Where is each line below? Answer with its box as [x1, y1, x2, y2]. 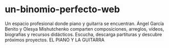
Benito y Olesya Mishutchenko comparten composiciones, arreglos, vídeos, [5, 26, 164, 32]
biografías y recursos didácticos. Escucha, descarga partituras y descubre [5, 31, 162, 37]
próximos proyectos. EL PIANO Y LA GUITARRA [5, 37, 104, 43]
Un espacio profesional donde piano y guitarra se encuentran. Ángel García [5, 20, 164, 27]
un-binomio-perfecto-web [5, 4, 120, 15]
